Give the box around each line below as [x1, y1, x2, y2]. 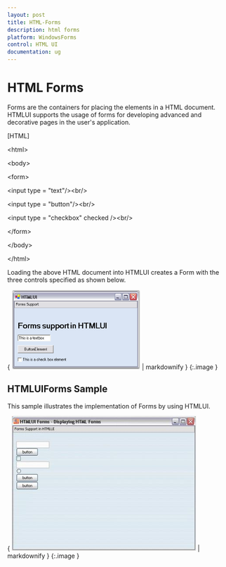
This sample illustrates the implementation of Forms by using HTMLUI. [7, 401, 211, 410]
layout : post [7, 11, 46, 18]
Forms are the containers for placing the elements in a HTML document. [7, 103, 216, 111]
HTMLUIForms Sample [7, 383, 108, 395]
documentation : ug [7, 49, 61, 56]
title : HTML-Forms [7, 18, 61, 26]
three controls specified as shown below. [7, 275, 126, 284]
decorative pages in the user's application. [7, 118, 131, 126]
